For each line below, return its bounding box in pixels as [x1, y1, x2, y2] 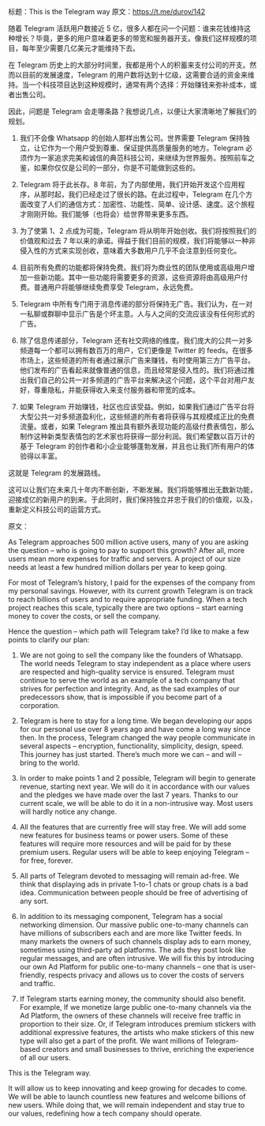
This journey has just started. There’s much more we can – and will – [19, 750, 242, 759]
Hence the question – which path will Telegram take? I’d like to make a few [8, 627, 250, 636]
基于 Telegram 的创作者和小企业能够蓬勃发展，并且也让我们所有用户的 [19, 442, 248, 450]
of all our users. [19, 1053, 71, 1062]
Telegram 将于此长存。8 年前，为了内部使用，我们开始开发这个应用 [19, 180, 238, 189]
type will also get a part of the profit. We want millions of [19, 1036, 203, 1045]
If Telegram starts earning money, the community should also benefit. [19, 994, 246, 1004]
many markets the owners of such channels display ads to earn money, [19, 937, 252, 946]
